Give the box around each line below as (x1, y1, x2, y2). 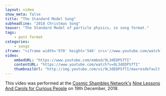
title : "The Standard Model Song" (5, 16, 77, 21)
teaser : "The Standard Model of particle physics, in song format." (5, 26, 149, 31)
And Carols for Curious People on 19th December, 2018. (5, 86, 119, 91)
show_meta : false (5, 12, 41, 17)
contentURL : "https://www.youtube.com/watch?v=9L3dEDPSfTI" (14, 62, 140, 67)
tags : (5, 30, 16, 35)
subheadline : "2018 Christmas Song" (5, 21, 81, 26)
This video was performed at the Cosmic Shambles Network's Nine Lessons (5, 80, 161, 86)
